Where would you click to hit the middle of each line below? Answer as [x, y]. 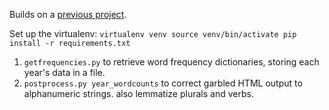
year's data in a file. [64, 72]
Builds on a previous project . [68, 14]
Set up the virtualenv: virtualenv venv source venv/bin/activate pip [153, 33]
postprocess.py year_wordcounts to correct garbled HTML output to [163, 83]
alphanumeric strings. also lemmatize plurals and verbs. [138, 93]
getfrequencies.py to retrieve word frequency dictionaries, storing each [171, 62]
